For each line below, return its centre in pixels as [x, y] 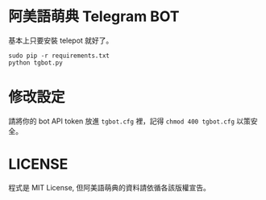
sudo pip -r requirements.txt [59, 56]
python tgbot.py [35, 62]
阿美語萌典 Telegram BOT [94, 17]
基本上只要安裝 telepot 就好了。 [61, 40]
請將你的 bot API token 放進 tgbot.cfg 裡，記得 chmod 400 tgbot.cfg [122, 121]
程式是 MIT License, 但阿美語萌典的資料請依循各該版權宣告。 [110, 187]
